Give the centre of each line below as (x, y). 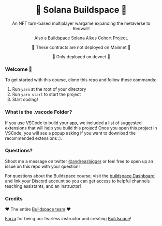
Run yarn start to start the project (46, 95)
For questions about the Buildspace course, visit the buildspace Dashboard (80, 176)
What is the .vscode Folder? (39, 112)
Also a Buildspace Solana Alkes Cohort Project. (81, 38)
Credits (14, 198)
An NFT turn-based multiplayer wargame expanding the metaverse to (81, 23)
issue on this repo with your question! (43, 166)
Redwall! (81, 28)
